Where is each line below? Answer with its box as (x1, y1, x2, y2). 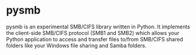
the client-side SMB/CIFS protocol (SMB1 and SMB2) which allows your (6, 29, 179, 36)
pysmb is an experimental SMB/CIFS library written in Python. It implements (6, 23, 191, 30)
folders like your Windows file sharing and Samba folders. (6, 42, 146, 49)
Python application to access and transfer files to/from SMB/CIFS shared (6, 35, 183, 43)
